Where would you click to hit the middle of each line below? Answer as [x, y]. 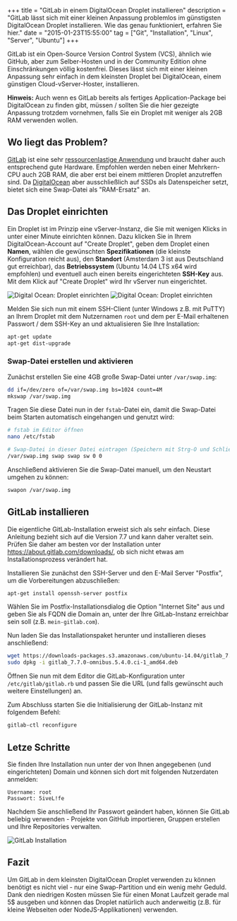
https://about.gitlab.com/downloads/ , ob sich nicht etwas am [96, 551]
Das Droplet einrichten [58, 212]
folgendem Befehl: [34, 712]
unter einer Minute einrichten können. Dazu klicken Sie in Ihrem [99, 236]
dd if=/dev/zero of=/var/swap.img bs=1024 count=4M [85, 389]
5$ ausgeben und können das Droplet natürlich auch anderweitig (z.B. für [114, 902]
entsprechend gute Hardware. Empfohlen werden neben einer [97, 167]
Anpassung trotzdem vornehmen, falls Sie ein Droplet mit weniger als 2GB [115, 113]
